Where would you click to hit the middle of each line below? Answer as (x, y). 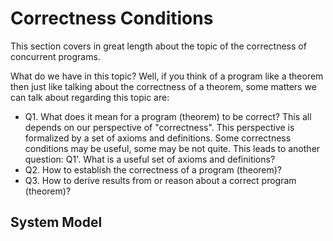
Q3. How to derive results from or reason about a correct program (160, 180)
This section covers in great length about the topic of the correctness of (158, 46)
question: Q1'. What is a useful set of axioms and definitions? (150, 159)
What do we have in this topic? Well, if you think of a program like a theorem (167, 76)
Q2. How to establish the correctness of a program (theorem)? (153, 169)
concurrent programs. (55, 56)
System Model (56, 222)
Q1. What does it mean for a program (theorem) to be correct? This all (168, 116)
